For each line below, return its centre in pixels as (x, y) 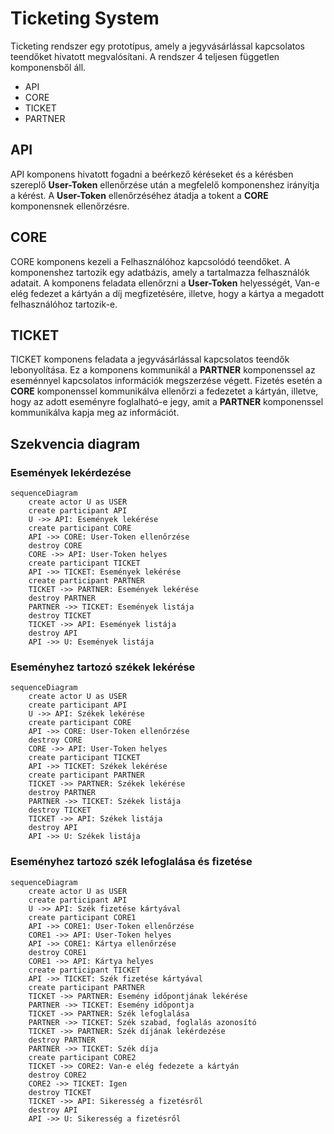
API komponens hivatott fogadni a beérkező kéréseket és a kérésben (152, 174)
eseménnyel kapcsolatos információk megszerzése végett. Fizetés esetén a (166, 381)
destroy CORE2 (57, 1075)
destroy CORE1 (57, 952)
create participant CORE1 (82, 917)
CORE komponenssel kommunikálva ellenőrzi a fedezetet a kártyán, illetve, (164, 391)
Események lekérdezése (71, 472)
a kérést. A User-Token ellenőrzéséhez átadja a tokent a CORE (139, 195)
